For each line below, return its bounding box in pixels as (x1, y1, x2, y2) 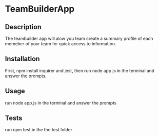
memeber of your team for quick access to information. (5, 41, 116, 47)
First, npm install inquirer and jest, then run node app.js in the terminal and (5, 68, 155, 73)
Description (5, 23, 41, 31)
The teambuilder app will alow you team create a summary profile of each (5, 35, 154, 41)
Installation (5, 55, 40, 63)
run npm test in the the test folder (5, 127, 72, 133)
